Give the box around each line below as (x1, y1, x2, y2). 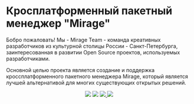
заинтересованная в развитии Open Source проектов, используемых (6, 48, 180, 56)
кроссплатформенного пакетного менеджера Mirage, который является (6, 73, 189, 80)
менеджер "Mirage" (6, 17, 111, 30)
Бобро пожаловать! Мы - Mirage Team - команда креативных (6, 36, 161, 43)
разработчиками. (6, 55, 50, 62)
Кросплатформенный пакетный (6, 4, 173, 18)
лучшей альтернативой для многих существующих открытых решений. (6, 79, 187, 86)
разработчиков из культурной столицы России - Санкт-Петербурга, (6, 43, 178, 50)
